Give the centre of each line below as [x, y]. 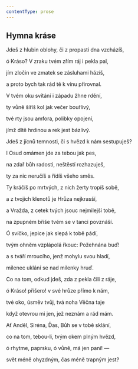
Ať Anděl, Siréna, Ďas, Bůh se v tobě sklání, [59, 325]
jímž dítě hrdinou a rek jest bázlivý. [48, 130]
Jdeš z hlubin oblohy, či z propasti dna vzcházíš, [65, 50]
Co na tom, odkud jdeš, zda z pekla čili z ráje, [61, 280]
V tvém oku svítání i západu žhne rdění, [54, 96]
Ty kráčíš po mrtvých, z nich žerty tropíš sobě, [63, 188]
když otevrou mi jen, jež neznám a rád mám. [60, 314]
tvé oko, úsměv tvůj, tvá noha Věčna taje [55, 302]
